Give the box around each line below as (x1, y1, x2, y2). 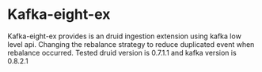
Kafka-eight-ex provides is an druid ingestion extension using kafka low (7, 31, 242, 41)
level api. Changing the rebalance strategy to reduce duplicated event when (7, 39, 255, 49)
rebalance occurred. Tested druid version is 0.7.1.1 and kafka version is (7, 48, 237, 57)
